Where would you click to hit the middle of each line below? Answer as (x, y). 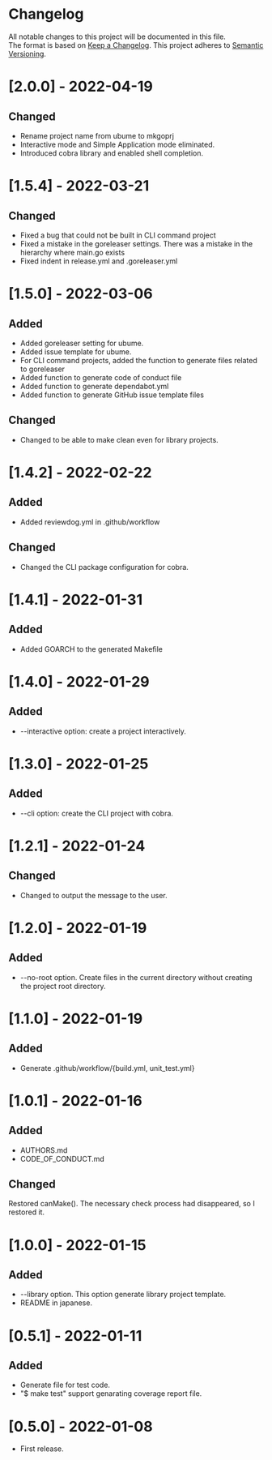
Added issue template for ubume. (76, 351)
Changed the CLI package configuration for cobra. (104, 567)
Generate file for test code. (65, 1385)
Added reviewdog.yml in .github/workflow (90, 522)
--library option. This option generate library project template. (123, 1295)
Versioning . (28, 54)
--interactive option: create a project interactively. (103, 731)
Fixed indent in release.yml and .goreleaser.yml (99, 261)
